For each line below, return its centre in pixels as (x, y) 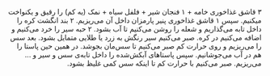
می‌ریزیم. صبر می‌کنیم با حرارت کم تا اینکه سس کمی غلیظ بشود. (164, 63)
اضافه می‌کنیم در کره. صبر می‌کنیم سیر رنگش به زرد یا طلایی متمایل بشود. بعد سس (136, 37)
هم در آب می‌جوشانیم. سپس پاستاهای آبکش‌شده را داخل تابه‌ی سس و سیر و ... (143, 55)
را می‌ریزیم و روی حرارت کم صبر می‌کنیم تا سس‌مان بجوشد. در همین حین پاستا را (139, 46)
